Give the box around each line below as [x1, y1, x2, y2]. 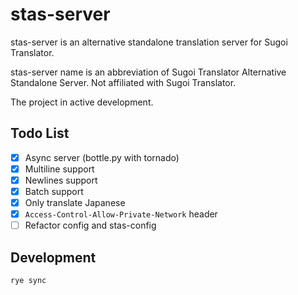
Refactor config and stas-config [24, 219, 157, 232]
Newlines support [24, 174, 98, 186]
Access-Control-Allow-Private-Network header [24, 208, 218, 220]
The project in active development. [10, 96, 154, 108]
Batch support [24, 185, 84, 197]
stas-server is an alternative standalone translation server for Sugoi [10, 36, 288, 48]
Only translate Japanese [24, 197, 126, 208]
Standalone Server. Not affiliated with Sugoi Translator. [10, 76, 237, 88]
